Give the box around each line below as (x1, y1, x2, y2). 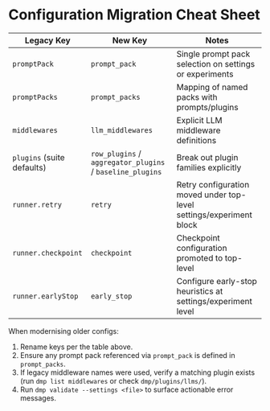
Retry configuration (176, 179, 250, 190)
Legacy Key (24, 35, 71, 46)
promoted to (176, 252, 223, 263)
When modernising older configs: (8, 326, 119, 335)
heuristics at (176, 286, 223, 297)
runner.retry (12, 199, 63, 209)
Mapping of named (176, 81, 248, 92)
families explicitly (176, 162, 242, 173)
